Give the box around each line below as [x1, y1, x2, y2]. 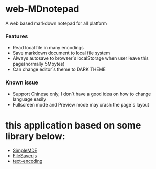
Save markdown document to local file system [12, 50, 110, 56]
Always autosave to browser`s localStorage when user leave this [12, 55, 149, 61]
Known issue [5, 79, 38, 86]
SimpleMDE [12, 147, 37, 154]
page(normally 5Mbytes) [12, 61, 65, 67]
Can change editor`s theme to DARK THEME [12, 66, 106, 72]
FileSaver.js [12, 153, 37, 159]
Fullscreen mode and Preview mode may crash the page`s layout [12, 101, 149, 108]
